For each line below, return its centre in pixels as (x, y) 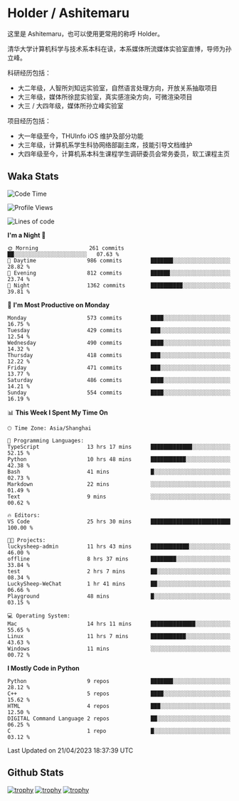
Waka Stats (33, 177)
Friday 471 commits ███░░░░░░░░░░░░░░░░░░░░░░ (119, 368)
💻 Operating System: (39, 616)
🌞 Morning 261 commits (66, 248)
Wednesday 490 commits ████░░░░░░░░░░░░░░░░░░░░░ (119, 343)
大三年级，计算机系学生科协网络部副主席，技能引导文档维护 (105, 144)
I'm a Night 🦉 (27, 235)
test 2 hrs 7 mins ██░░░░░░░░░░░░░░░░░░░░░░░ (119, 571)
